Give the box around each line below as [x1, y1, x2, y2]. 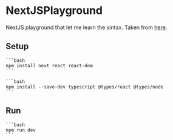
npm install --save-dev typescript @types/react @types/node [5, 84, 164, 90]
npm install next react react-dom [5, 62, 93, 68]
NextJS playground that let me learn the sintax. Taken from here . [5, 24, 168, 31]
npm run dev [5, 127, 36, 133]
